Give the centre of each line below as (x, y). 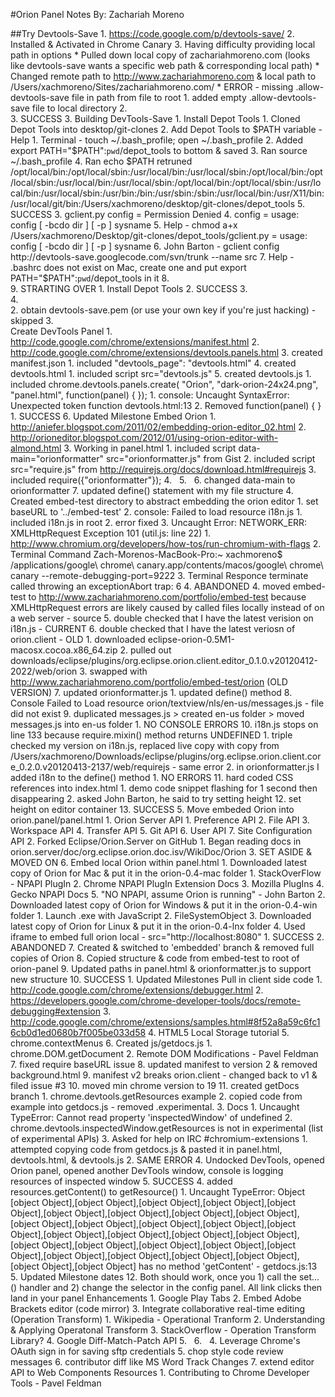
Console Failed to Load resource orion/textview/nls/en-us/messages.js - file (167, 703)
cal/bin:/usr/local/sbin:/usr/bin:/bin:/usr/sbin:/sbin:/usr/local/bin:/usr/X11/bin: (167, 193)
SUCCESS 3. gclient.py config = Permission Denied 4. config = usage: (155, 214)
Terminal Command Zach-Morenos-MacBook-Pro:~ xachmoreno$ (146, 554)
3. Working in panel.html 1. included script (150, 448)
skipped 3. (32, 320)
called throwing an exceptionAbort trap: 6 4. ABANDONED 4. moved (150, 586)
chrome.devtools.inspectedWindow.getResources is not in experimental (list (167, 1128)
